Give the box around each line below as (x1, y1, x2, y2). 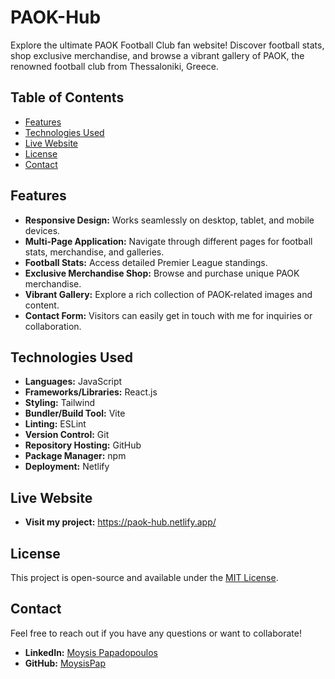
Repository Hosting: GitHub (24, 439, 142, 451)
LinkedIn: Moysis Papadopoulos (24, 646, 158, 658)
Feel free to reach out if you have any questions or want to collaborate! (10, 627, 302, 639)
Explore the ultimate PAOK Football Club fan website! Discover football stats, (10, 39, 325, 51)
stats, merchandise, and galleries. (24, 246, 165, 258)
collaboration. (24, 320, 82, 332)
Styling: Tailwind (24, 397, 95, 409)
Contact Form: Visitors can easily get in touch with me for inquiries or (24, 309, 313, 321)
